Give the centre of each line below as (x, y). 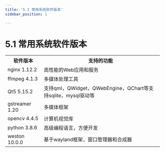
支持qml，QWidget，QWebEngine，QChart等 (96, 88)
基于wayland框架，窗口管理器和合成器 (88, 140)
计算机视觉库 (58, 119)
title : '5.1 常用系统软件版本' (34, 10)
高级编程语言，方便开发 (71, 128)
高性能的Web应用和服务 (71, 70)
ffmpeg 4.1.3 (23, 79)
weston (16, 136)
